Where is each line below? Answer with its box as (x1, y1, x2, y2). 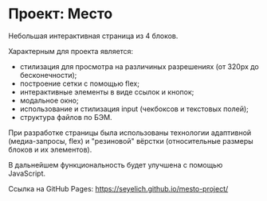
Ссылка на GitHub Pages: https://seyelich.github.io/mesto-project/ (8, 184, 229, 193)
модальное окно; (19, 95, 79, 105)
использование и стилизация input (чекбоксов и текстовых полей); (19, 104, 249, 114)
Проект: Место (8, 5, 113, 23)
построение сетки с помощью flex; (19, 79, 139, 88)
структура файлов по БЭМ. (19, 112, 113, 122)
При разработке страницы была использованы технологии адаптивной (8, 128, 252, 137)
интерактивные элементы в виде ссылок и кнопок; (19, 87, 194, 96)
